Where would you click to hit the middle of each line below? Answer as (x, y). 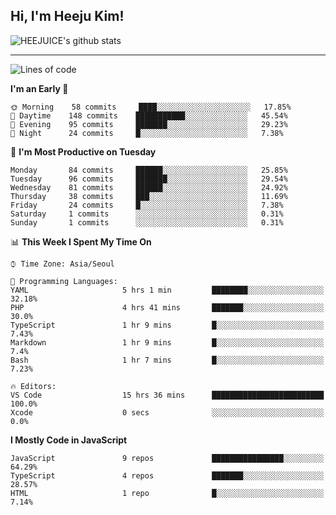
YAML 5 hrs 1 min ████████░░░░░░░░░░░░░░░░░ (167, 290)
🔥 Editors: (33, 386)
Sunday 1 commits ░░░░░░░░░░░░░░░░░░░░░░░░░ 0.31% (147, 222)
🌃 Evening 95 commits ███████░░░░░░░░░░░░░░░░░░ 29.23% (149, 124)
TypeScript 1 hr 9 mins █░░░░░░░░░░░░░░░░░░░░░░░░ (167, 325)
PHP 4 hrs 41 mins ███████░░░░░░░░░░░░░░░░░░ (167, 307)
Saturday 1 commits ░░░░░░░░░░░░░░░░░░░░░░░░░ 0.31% (147, 214)
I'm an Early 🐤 (39, 88)
